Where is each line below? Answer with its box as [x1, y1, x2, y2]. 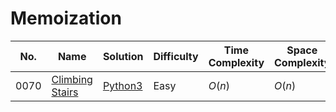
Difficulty [153, 49, 199, 63]
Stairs [51, 85, 79, 99]
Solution [102, 49, 144, 63]
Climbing [51, 72, 93, 86]
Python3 [102, 78, 143, 92]
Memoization [10, 7, 122, 30]
